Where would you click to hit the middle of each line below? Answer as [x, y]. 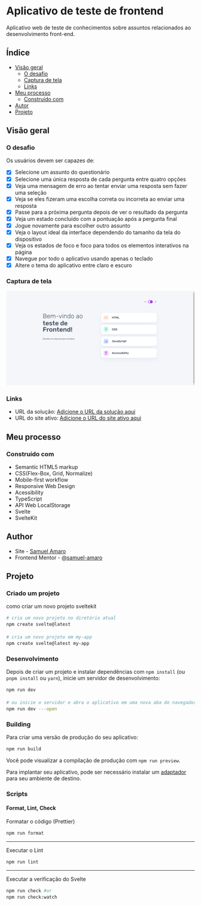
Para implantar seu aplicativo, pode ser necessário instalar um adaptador [96, 772]
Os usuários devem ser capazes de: [50, 160]
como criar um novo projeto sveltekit [51, 607]
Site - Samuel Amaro [40, 551]
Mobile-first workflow [42, 480]
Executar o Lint [25, 850]
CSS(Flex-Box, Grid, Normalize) [54, 473]
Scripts [17, 793]
